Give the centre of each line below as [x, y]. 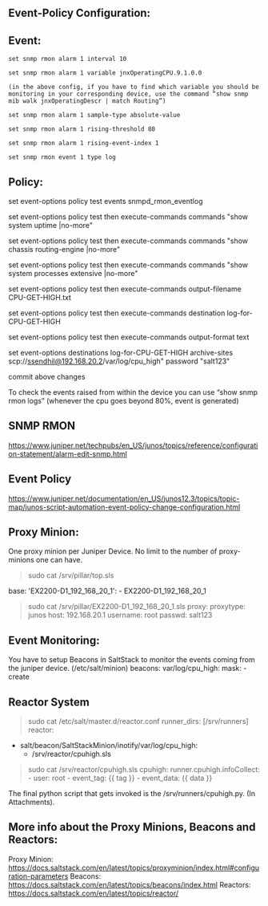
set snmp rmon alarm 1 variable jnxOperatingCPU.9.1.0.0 [105, 73]
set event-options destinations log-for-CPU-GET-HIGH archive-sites [121, 353]
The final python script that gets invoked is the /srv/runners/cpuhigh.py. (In [132, 794]
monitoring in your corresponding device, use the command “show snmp [128, 94]
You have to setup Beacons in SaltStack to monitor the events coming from [132, 660]
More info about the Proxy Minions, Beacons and [132, 827]
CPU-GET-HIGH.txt [40, 298]
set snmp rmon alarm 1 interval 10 [68, 59]
